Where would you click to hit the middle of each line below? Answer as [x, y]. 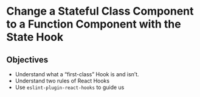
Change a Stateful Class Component [100, 11]
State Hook [35, 37]
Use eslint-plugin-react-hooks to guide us [70, 87]
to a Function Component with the [94, 24]
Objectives [27, 59]
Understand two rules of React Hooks [62, 81]
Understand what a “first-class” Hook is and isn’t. [77, 74]
